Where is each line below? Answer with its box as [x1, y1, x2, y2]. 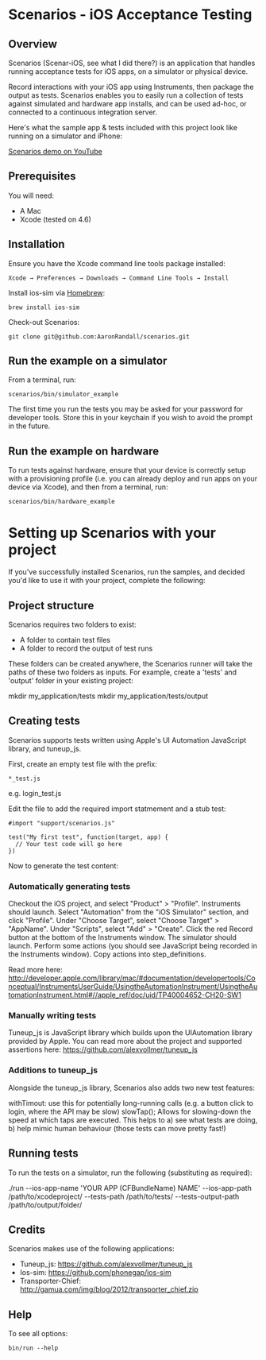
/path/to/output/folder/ [8, 1200, 83, 1209]
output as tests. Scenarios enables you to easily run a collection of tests [8, 91, 244, 100]
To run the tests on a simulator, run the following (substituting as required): [8, 1168, 253, 1177]
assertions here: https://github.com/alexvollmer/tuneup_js [8, 1045, 199, 1054]
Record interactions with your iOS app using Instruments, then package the [8, 82, 254, 91]
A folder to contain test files [19, 636, 111, 644]
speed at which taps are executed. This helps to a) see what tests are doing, [8, 1115, 258, 1125]
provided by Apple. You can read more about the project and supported [8, 1037, 242, 1046]
